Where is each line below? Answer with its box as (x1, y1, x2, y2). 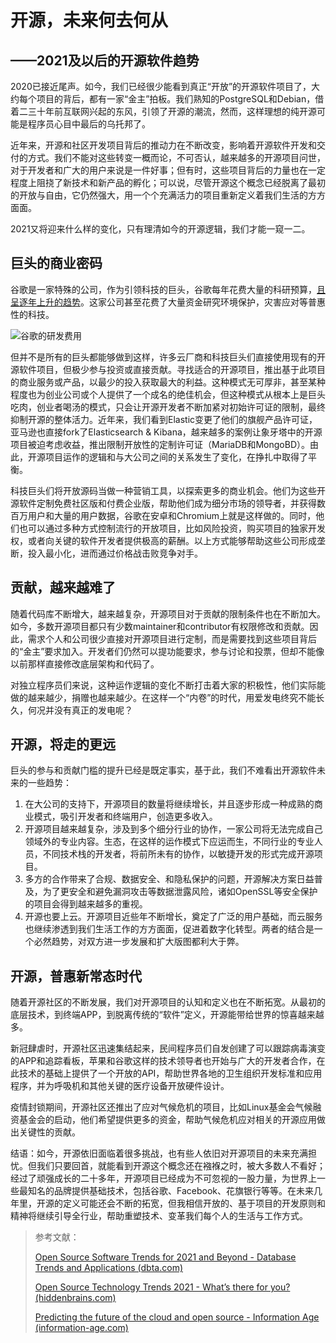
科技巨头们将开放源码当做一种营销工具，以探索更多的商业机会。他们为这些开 (10, 484, 326, 496)
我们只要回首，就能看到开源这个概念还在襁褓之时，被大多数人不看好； (36, 1160, 326, 1172)
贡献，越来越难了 (10, 579, 116, 596)
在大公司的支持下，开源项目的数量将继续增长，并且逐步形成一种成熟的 (24, 798, 315, 810)
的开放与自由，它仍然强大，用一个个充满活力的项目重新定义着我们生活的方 (10, 189, 317, 201)
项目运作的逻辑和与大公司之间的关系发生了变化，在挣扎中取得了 (44, 451, 308, 463)
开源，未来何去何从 (10, 9, 169, 32)
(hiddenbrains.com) (34, 1292, 117, 1304)
